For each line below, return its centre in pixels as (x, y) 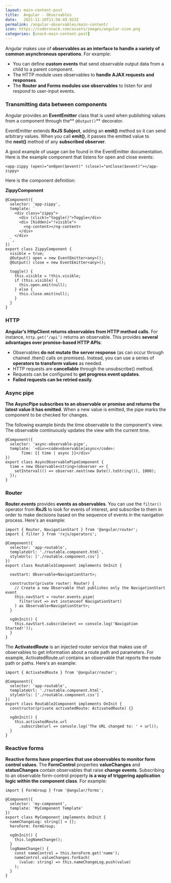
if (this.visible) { (36, 281)
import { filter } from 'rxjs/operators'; (51, 534)
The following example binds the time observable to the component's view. (84, 425)
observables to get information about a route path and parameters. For (80, 652)
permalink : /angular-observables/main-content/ (57, 24)
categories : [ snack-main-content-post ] (48, 34)
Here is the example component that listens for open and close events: (80, 157)
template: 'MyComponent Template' (46, 808)
